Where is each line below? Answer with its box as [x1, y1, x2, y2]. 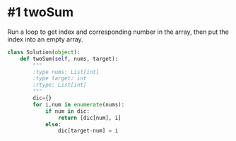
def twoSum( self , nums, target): [20, 55, 119, 62]
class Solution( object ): [7, 49, 81, 56]
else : [45, 121, 61, 128]
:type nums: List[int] [33, 68, 100, 75]
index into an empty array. [7, 35, 83, 43]
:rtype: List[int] [33, 82, 87, 89]
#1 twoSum [7, 4, 74, 20]
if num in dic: [45, 107, 90, 115]
